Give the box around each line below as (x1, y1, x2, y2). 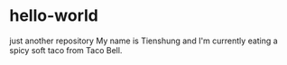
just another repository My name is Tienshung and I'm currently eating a (9, 35, 278, 46)
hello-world (9, 5, 99, 26)
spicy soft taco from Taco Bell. (9, 44, 123, 55)
